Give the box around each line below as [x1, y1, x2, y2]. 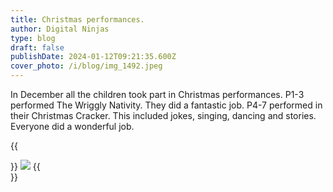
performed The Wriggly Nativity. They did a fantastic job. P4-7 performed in [10, 99, 323, 111]
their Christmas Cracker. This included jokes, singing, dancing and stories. [10, 110, 317, 121]
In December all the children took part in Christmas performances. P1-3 [10, 89, 305, 100]
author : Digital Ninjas [10, 24, 110, 34]
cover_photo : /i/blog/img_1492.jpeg [10, 61, 163, 71]
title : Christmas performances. [10, 14, 145, 25]
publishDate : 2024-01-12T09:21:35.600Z [10, 52, 177, 62]
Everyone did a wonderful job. [10, 121, 135, 132]
